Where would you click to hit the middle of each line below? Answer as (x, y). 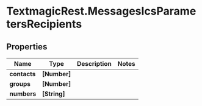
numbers (23, 94)
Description (94, 64)
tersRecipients (44, 24)
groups (20, 84)
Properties (27, 47)
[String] (53, 94)
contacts (23, 74)
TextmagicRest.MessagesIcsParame (101, 11)
